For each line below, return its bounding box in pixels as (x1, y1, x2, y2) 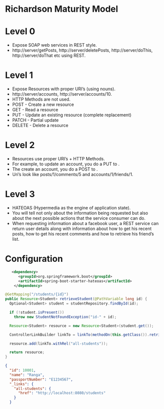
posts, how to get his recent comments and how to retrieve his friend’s (12, 230, 154, 236)
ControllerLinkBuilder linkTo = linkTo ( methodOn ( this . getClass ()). (9, 332, 150, 337)
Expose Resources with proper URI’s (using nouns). (12, 86, 116, 92)
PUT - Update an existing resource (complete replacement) (12, 112, 132, 118)
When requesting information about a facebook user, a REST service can (12, 220, 159, 226)
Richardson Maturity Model (5, 3, 119, 15)
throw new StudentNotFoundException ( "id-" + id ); (14, 314, 117, 319)
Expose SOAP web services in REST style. (12, 42, 97, 48)
